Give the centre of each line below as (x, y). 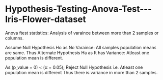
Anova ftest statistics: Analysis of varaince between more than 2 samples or (82, 33)
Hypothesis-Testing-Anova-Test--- (79, 9)
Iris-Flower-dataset (46, 19)
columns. (14, 38)
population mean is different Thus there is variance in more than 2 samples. (81, 72)
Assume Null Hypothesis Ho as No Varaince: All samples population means (81, 47)
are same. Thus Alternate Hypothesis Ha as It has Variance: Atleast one (77, 53)
